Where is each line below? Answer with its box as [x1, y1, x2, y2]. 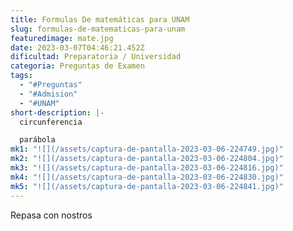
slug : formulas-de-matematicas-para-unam [10, 24, 186, 34]
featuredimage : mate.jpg [10, 33, 114, 43]
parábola [19, 135, 56, 145]
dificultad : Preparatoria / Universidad [10, 52, 182, 62]
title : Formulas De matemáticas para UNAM [10, 14, 190, 25]
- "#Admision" [19, 89, 78, 99]
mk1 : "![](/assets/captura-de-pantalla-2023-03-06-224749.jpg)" [10, 144, 284, 155]
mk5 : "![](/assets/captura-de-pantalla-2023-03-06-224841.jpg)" [10, 181, 284, 191]
